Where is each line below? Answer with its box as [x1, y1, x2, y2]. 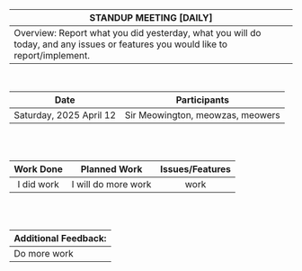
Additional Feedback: [13, 232, 107, 244]
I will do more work [71, 178, 152, 190]
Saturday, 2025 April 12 [13, 109, 117, 121]
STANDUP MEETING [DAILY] [89, 12, 213, 23]
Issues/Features [160, 163, 231, 175]
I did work [17, 178, 60, 190]
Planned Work [80, 163, 143, 175]
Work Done [13, 163, 63, 175]
